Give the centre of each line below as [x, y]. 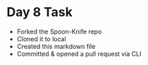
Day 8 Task [40, 12]
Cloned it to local [41, 38]
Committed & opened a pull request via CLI [79, 54]
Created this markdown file [56, 46]
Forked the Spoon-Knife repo [59, 31]
